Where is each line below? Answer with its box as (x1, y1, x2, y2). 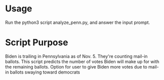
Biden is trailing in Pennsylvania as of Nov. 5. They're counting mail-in (5, 53, 148, 59)
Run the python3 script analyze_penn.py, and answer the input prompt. (5, 19, 150, 25)
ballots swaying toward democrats (9, 69, 80, 75)
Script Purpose (5, 37, 68, 48)
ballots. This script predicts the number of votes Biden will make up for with (5, 58, 160, 65)
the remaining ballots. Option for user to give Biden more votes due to (5, 64, 148, 70)
